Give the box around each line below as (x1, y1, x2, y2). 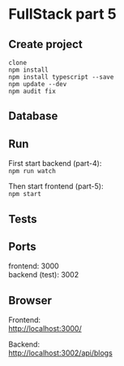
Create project (8, 37, 83, 51)
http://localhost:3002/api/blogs (8, 348, 113, 358)
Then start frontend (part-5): (8, 181, 104, 191)
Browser (8, 294, 53, 307)
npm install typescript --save (8, 73, 114, 81)
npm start (8, 190, 42, 198)
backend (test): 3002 (8, 270, 79, 280)
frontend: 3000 (8, 261, 59, 271)
